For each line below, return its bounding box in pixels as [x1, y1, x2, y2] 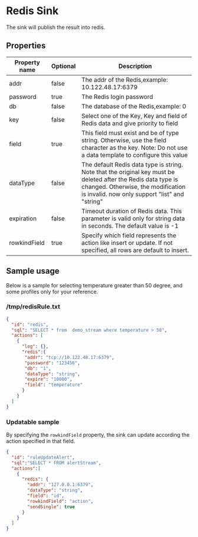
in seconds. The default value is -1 [81, 221, 179, 230]
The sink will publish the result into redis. [6, 24, 105, 31]
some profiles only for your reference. [6, 288, 98, 295]
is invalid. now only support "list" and [81, 190, 184, 198]
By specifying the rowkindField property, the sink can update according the [6, 431, 190, 438]
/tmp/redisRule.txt [6, 303, 61, 311]
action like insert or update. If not [81, 238, 173, 247]
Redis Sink [6, 4, 59, 18]
